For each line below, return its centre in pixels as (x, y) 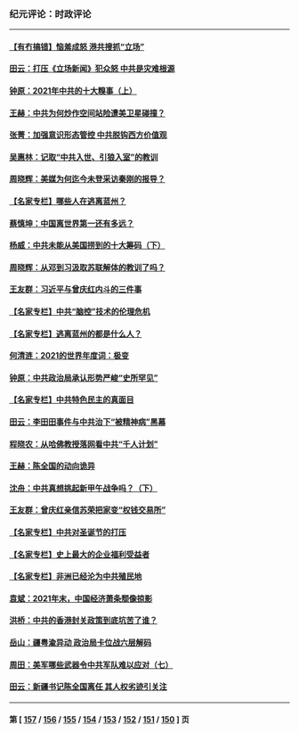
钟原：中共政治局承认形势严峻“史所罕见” (84, 377)
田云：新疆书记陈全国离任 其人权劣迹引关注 (88, 687)
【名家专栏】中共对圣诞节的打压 (68, 531)
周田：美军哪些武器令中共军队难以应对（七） (91, 664)
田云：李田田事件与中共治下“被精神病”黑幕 (88, 422)
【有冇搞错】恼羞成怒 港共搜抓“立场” (77, 46)
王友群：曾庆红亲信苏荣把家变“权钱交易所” (88, 510)
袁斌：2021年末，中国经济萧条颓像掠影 (81, 598)
